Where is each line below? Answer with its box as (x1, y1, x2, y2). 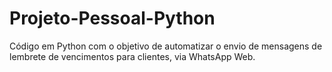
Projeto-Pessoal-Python (9, 7, 216, 30)
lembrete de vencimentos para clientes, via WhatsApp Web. (9, 50, 256, 62)
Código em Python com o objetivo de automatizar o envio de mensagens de (9, 40, 323, 52)
